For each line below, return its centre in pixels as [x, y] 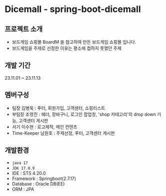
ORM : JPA [23, 189]
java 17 [20, 163]
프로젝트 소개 [24, 29]
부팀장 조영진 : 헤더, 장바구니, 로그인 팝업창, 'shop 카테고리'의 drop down [84, 114]
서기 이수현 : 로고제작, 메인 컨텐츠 [44, 127]
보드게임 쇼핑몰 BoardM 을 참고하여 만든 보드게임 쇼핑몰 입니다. [74, 42]
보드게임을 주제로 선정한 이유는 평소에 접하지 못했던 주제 [67, 48]
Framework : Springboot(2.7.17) [44, 178]
